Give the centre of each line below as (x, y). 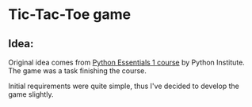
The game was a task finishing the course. (77, 71)
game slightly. (31, 94)
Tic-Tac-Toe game (70, 15)
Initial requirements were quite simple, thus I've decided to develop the (124, 86)
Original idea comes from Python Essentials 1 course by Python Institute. (127, 62)
